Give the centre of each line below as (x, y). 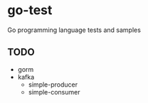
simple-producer (53, 85)
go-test (30, 10)
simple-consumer (54, 92)
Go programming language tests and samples (74, 30)
